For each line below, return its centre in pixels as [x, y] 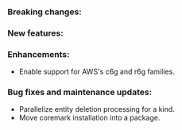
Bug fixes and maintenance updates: [80, 92]
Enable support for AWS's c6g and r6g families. [97, 72]
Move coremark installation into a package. [89, 118]
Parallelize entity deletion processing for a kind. [97, 109]
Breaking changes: [45, 12]
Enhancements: [39, 54]
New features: [36, 32]
